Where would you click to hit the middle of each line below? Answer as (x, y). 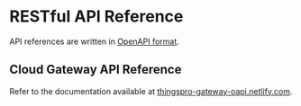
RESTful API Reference (96, 17)
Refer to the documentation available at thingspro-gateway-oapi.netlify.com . (151, 91)
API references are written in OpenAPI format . (95, 41)
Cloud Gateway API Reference (96, 70)
